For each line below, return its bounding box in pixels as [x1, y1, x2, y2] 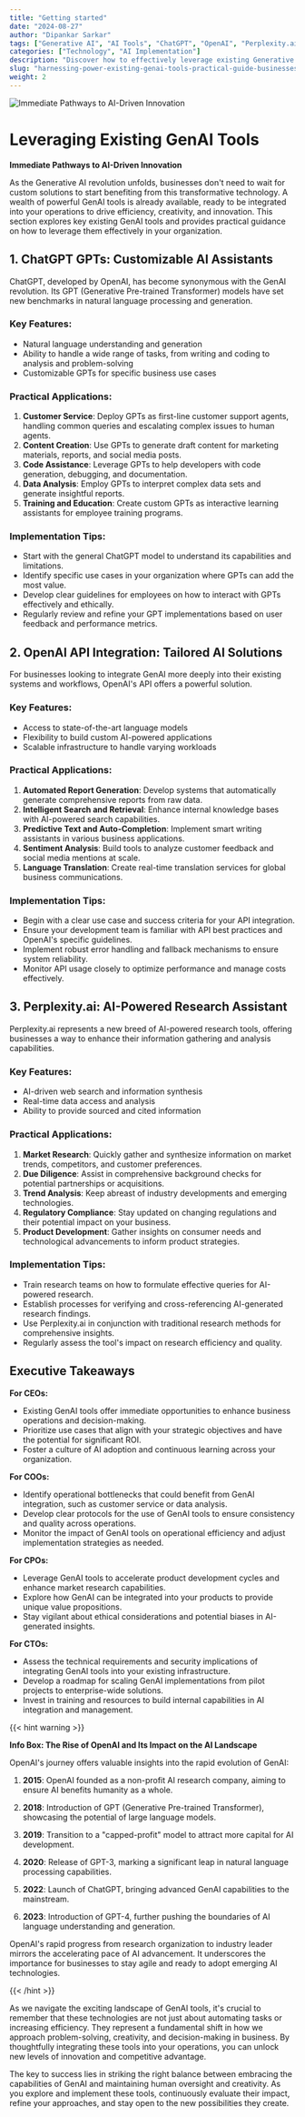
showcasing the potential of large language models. [22, 1811, 216, 1822]
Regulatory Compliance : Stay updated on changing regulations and [22, 1207, 277, 1218]
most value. [22, 579, 66, 591]
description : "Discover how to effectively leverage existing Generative [9, 55, 295, 65]
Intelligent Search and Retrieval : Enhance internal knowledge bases [22, 804, 280, 815]
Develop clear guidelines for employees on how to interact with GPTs [22, 589, 281, 600]
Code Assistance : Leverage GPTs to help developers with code [22, 459, 261, 470]
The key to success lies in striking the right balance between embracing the [9, 2068, 293, 2079]
